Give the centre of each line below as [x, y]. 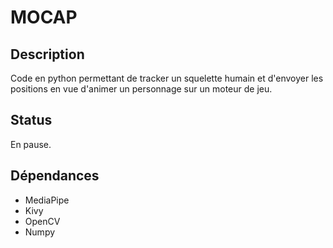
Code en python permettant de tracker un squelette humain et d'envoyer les [167, 78]
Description [47, 54]
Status [31, 120]
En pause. [31, 144]
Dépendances [55, 176]
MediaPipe [47, 200]
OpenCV [42, 221]
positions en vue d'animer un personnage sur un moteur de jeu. [141, 89]
